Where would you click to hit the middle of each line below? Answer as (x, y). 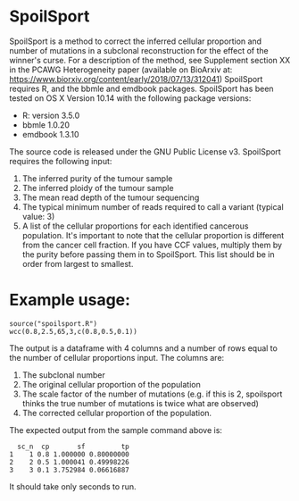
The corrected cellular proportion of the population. (117, 413)
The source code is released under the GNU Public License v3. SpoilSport (145, 151)
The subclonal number (63, 375)
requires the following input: (61, 161)
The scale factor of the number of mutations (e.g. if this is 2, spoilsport (152, 394)
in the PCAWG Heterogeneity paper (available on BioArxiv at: (121, 70)
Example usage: (70, 300)
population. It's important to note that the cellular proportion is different (153, 235)
